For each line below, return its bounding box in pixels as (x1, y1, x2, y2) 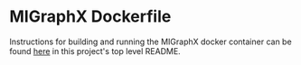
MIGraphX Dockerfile (9, 6, 172, 27)
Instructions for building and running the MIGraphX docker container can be (9, 36, 292, 47)
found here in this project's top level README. (9, 45, 181, 56)
